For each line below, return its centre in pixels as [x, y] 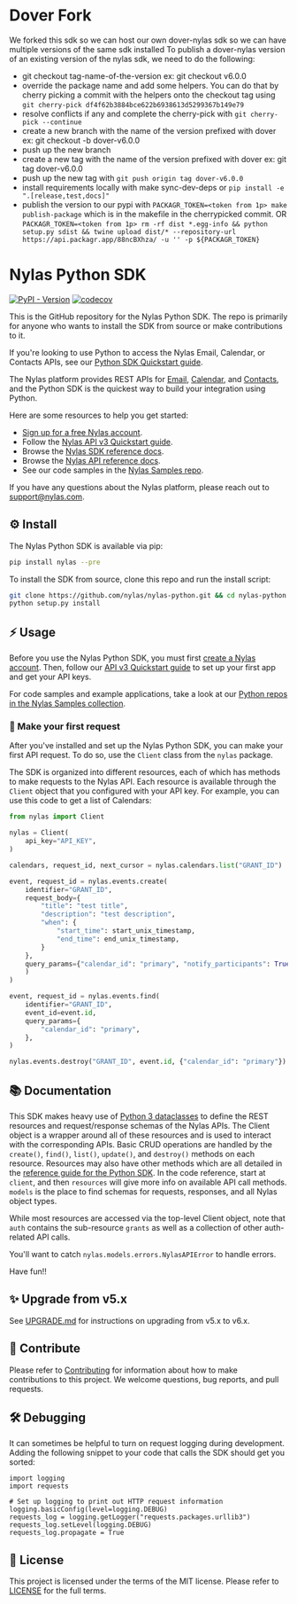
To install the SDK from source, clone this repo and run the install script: [140, 579]
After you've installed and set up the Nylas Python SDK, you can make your [146, 746]
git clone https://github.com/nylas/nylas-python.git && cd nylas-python [148, 595]
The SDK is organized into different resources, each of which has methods [145, 772]
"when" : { [59, 923]
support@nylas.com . [47, 497]
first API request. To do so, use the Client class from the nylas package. [141, 755]
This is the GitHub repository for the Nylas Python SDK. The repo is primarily [148, 317]
